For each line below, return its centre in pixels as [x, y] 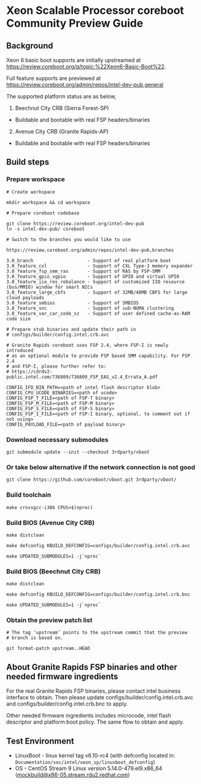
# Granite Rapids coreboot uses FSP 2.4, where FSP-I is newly [88, 345]
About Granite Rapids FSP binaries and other [92, 667]
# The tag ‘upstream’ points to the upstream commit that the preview [97, 633]
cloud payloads [25, 297]
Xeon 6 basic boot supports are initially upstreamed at [74, 60]
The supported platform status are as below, [61, 96]
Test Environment [40, 741]
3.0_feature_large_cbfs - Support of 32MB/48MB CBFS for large [97, 292]
